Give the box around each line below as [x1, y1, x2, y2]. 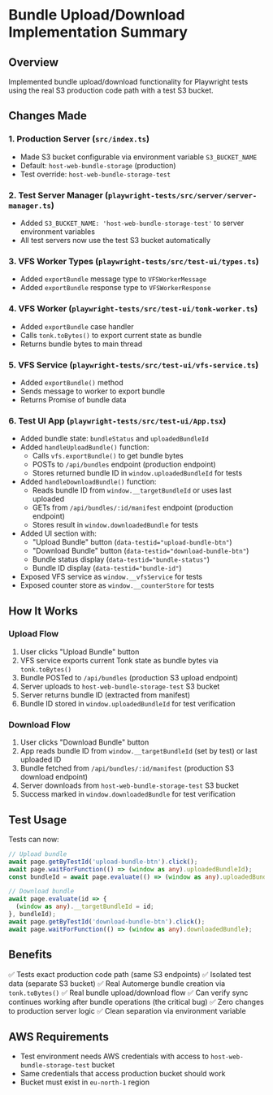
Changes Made [8, 109, 87, 123]
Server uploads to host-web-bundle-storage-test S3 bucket [19, 681, 220, 691]
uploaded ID [19, 754, 62, 765]
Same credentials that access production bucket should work [19, 1069, 226, 1079]
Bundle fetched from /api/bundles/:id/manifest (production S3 [19, 763, 234, 773]
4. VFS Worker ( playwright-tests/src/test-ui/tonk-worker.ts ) [8, 303, 258, 315]
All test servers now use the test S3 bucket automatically [19, 235, 211, 245]
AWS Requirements [8, 1030, 110, 1044]
